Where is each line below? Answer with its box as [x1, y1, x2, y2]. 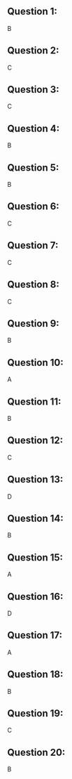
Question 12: [7, 435, 64, 447]
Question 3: [7, 84, 59, 96]
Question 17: [7, 629, 63, 641]
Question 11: [7, 395, 62, 407]
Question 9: [7, 318, 59, 329]
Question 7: [7, 240, 59, 251]
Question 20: [7, 746, 66, 758]
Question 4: [7, 122, 60, 134]
